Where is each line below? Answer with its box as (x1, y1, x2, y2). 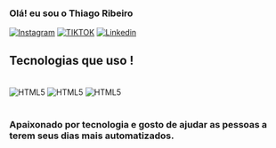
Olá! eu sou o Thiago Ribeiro (9, 7, 134, 19)
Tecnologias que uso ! (9, 52, 134, 68)
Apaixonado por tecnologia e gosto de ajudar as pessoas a (9, 118, 268, 130)
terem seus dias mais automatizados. (9, 129, 175, 142)
